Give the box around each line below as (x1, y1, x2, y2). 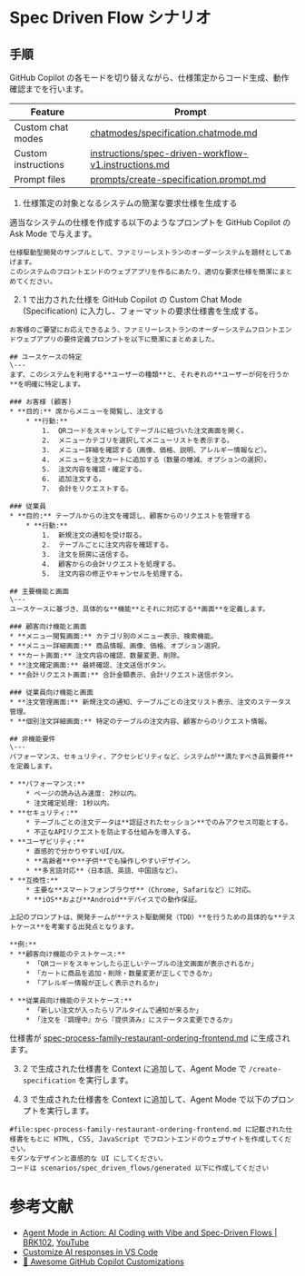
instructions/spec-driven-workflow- (90, 147, 249, 159)
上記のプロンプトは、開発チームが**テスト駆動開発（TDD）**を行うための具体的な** (9, 913, 282, 922)
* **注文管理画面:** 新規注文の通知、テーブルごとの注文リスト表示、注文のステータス (9, 697, 292, 707)
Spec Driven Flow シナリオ (9, 7, 212, 28)
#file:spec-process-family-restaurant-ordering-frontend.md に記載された (9, 1125, 286, 1134)
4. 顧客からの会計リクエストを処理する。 (42, 559, 180, 569)
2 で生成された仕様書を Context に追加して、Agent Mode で (22, 1063, 247, 1073)
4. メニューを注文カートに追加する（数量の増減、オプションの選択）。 (42, 455, 271, 464)
